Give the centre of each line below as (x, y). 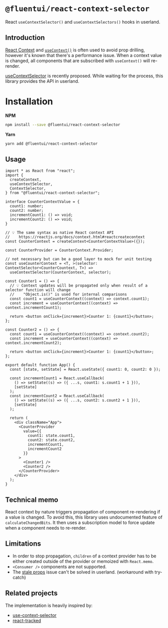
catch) (19, 577)
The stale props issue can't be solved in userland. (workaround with (83, 572)
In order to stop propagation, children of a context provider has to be (85, 556)
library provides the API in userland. (42, 81)
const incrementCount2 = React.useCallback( (57, 396)
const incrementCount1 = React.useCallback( (57, 378)
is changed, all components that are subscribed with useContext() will (78, 61)
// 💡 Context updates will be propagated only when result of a (79, 286)
